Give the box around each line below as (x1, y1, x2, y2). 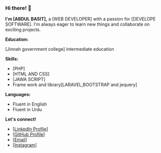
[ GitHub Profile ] (12, 131, 45, 137)
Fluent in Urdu (12, 107, 42, 113)
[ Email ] (12, 137, 28, 143)
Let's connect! (5, 116, 36, 122)
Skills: (5, 56, 19, 62)
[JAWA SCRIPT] (12, 76, 46, 83)
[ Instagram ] (12, 142, 37, 148)
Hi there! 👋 (5, 5, 32, 12)
